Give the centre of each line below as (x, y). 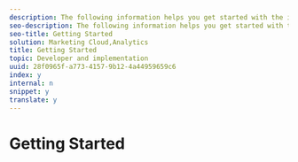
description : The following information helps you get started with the (146, 17)
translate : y (33, 100)
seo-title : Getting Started (61, 34)
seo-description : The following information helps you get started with (146, 26)
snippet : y (29, 91)
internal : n (31, 83)
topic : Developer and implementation (79, 58)
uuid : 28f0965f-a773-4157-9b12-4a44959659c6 (93, 67)
